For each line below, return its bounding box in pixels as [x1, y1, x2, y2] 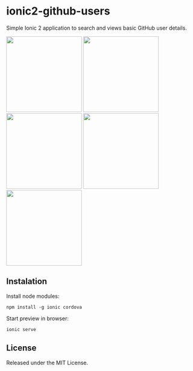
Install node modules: [6, 292, 60, 300]
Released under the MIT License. [6, 359, 89, 366]
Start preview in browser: [6, 315, 69, 322]
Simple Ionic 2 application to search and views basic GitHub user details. [6, 24, 187, 31]
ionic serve [6, 326, 36, 332]
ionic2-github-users [6, 4, 110, 18]
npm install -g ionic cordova [6, 304, 83, 310]
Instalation [6, 277, 47, 287]
